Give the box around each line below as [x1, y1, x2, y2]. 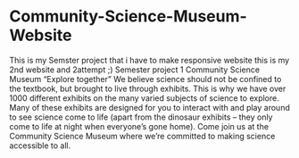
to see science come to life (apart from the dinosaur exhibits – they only [9, 112, 273, 122]
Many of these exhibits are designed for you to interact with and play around [9, 102, 290, 112]
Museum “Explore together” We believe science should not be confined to [9, 73, 282, 84]
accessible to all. [9, 140, 71, 151]
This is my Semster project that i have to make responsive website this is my [9, 54, 290, 65]
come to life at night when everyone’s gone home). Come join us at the [9, 121, 270, 131]
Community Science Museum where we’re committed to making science [9, 130, 276, 141]
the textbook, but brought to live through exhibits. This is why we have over [9, 83, 287, 94]
